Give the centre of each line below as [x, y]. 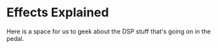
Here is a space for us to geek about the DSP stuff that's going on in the [109, 31]
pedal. [16, 38]
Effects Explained [58, 13]
